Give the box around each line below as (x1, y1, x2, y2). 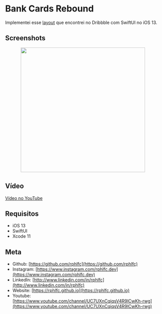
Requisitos (5, 209, 39, 218)
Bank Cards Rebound (5, 3, 94, 14)
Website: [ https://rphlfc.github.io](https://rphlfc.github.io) (12, 288, 130, 294)
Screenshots (5, 34, 46, 42)
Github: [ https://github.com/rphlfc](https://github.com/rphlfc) (12, 261, 138, 267)
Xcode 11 (12, 233, 31, 239)
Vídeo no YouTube (5, 195, 43, 201)
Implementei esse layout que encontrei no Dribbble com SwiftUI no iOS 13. (5, 19, 158, 25)
